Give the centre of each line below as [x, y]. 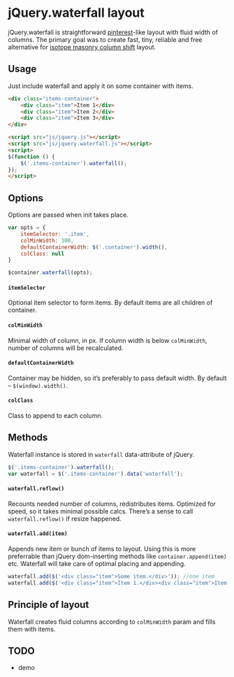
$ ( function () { [31, 156]
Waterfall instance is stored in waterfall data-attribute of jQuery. [101, 454]
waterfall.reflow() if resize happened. [65, 518]
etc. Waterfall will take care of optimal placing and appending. [97, 563]
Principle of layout [49, 605]
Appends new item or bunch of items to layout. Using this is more [102, 548]
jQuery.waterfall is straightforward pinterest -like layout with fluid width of [113, 32]
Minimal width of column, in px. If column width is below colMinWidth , [108, 340]
